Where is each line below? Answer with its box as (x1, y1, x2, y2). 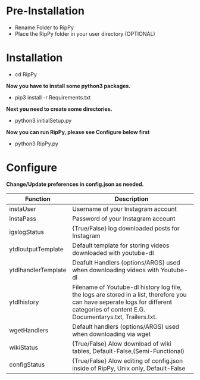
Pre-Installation (6, 4, 85, 18)
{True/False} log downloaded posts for (72, 224, 180, 232)
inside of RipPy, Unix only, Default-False (72, 364, 186, 372)
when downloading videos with (72, 266, 160, 274)
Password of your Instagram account (72, 214, 176, 223)
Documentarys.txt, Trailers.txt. (72, 313, 157, 321)
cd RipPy (14, 70, 37, 78)
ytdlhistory (9, 298, 39, 306)
